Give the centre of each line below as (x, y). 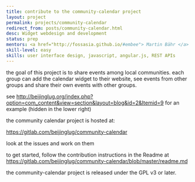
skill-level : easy (29, 50)
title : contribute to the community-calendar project (74, 12)
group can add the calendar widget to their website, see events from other (97, 79)
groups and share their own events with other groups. (71, 85)
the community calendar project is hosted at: (61, 120)
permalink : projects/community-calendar (57, 22)
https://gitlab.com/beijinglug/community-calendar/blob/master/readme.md (97, 161)
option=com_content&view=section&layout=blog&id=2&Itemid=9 (85, 103)
